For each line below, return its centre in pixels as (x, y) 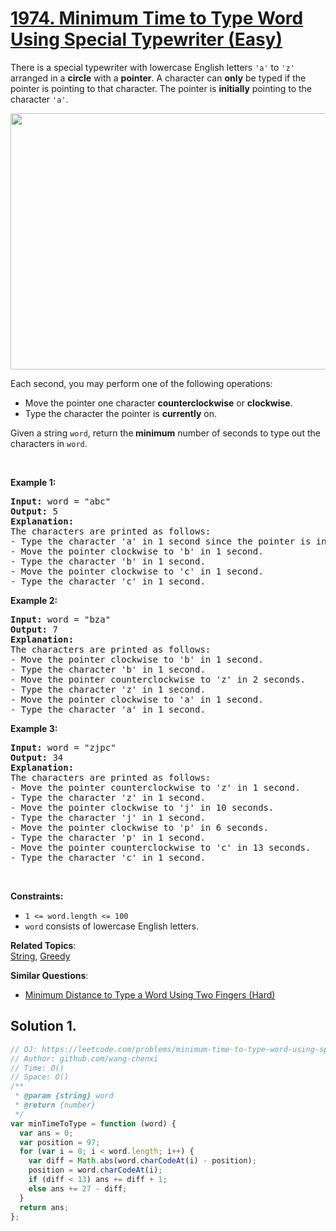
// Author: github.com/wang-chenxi (84, 1058)
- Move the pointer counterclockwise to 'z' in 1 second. (155, 787)
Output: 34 (37, 757)
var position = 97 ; (60, 1142)
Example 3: (34, 728)
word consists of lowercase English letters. (112, 926)
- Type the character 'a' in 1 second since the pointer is (161, 541)
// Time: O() (37, 1068)
